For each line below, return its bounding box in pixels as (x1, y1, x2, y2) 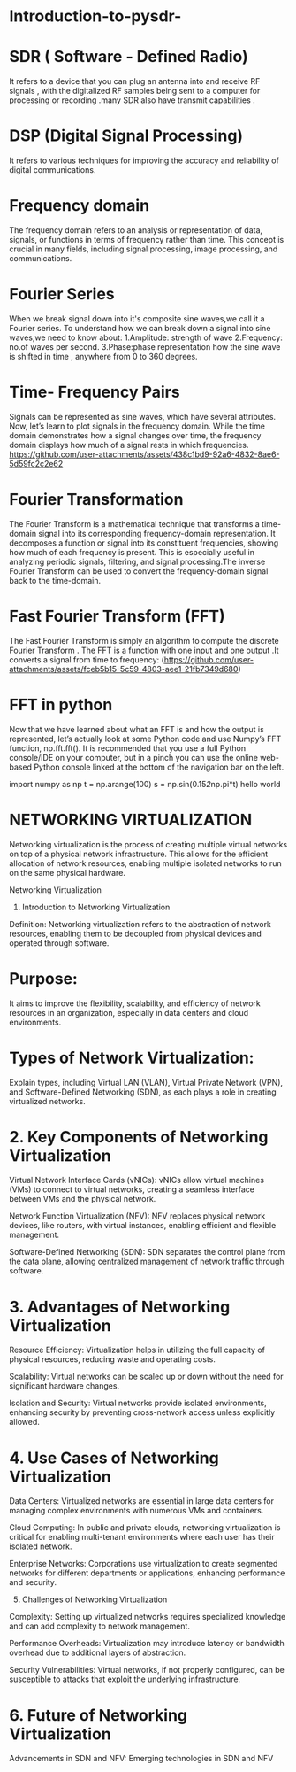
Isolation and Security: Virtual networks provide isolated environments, (9, 1397, 267, 1409)
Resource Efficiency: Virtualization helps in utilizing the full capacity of (9, 1344, 265, 1356)
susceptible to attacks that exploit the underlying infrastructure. (9, 1674, 241, 1684)
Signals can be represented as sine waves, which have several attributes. (9, 411, 277, 422)
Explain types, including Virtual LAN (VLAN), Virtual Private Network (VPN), (9, 1077, 284, 1087)
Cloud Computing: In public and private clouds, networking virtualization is (9, 1522, 281, 1533)
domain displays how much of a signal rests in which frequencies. (9, 439, 249, 450)
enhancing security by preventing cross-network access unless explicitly (9, 1407, 276, 1418)
